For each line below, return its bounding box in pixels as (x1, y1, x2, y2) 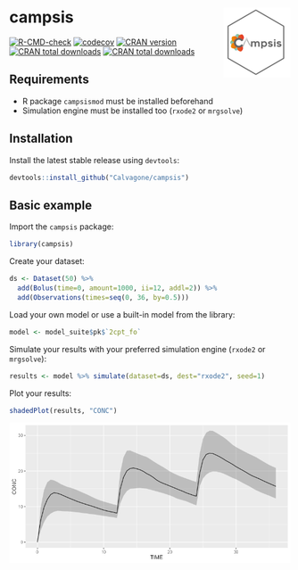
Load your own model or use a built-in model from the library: (9, 309, 236, 319)
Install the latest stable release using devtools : (9, 154, 180, 165)
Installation (9, 131, 73, 146)
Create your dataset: (9, 256, 85, 267)
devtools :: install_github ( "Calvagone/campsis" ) (9, 173, 190, 182)
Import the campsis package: (9, 221, 114, 232)
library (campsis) (9, 240, 74, 249)
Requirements (9, 72, 89, 87)
